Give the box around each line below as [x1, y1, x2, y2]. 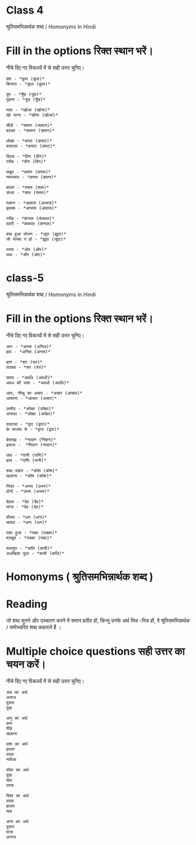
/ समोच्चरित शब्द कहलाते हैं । [6, 623, 62, 630]
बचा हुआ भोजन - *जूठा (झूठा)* [6, 231, 67, 237]
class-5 [6, 271, 44, 285]
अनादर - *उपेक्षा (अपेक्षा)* [6, 411, 56, 417]
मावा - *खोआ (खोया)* [6, 107, 50, 113]
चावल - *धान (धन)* [6, 519, 48, 525]
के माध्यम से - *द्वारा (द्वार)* [6, 426, 60, 432]
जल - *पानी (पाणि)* [6, 452, 47, 458]
